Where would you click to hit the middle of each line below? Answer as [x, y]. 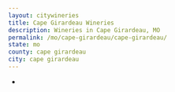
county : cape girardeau [47, 52]
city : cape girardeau [44, 60]
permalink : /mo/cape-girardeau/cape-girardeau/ [88, 37]
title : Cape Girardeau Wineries [61, 23]
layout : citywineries [44, 15]
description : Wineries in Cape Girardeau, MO [84, 30]
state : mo [24, 45]
